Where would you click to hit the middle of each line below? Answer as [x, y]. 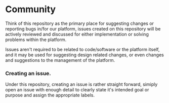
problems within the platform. [36, 40]
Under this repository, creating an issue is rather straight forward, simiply [81, 84]
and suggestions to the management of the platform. [60, 60]
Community [31, 9]
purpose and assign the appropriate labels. [50, 95]
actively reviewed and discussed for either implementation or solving [77, 34]
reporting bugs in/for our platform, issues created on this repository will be [83, 28]
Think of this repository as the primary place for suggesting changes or [80, 23]
